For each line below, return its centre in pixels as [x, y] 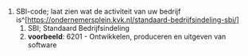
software [42, 45]
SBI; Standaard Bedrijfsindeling [78, 28]
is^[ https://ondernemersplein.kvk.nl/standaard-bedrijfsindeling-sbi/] [128, 20]
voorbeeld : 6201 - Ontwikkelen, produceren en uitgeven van [127, 36]
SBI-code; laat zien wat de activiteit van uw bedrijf [98, 11]
